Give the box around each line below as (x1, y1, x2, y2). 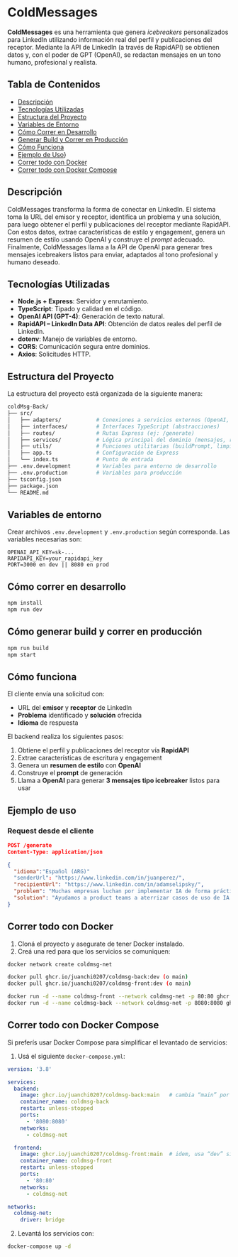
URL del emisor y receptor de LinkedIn (17, 703, 132, 712)
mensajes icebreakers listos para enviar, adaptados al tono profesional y (7, 250, 218, 259)
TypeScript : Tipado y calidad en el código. (17, 305, 143, 313)
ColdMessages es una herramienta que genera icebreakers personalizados (7, 28, 229, 36)
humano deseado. (7, 257, 60, 266)
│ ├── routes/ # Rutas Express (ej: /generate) (7, 429, 195, 437)
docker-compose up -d (7, 1243, 72, 1251)
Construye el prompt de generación (17, 769, 123, 777)
